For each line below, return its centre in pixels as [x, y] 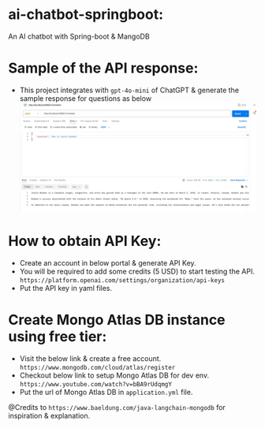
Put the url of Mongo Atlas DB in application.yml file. [106, 393]
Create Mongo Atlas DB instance [117, 320]
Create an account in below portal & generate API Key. [108, 263]
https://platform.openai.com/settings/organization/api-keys [122, 281]
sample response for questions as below [86, 98]
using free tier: [58, 337]
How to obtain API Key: [85, 241]
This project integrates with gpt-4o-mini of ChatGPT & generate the [129, 90]
